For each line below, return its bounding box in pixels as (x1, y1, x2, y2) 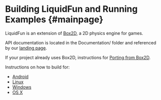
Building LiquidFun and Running (5, 3, 138, 15)
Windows (12, 84, 32, 90)
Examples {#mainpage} (5, 14, 103, 25)
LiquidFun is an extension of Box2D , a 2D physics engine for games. (5, 30, 144, 36)
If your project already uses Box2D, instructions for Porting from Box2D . (5, 54, 151, 60)
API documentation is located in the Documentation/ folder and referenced (5, 39, 157, 45)
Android (12, 73, 29, 79)
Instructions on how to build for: (5, 64, 70, 70)
